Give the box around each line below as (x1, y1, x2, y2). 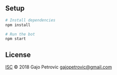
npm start (5, 36, 26, 41)
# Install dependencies (5, 17, 56, 22)
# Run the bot (5, 32, 36, 37)
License (5, 51, 31, 59)
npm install (5, 22, 31, 28)
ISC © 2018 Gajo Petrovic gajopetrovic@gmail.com (5, 64, 112, 70)
